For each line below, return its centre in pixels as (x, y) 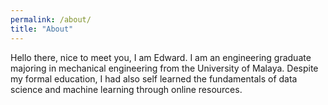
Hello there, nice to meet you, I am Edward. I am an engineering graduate (161, 57)
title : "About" (42, 29)
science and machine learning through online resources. (126, 89)
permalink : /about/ (51, 19)
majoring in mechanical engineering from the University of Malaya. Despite (164, 68)
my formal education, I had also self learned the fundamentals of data (154, 78)
